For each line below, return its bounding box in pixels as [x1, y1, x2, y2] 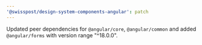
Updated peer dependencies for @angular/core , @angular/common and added [6, 25, 197, 32]
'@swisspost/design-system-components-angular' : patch [6, 8, 149, 15]
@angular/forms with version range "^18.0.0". [6, 31, 118, 39]
